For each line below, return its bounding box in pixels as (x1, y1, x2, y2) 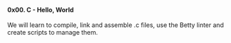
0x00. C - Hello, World (7, 6, 74, 14)
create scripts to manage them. (7, 28, 99, 37)
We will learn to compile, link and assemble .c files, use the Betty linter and (7, 21, 224, 29)
